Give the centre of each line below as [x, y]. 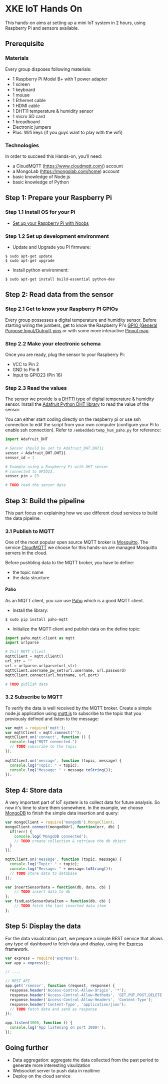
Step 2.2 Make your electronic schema [53, 343]
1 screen [21, 84]
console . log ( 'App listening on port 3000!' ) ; [58, 1028]
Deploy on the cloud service [41, 1076]
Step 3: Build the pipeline [45, 501]
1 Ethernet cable [29, 100]
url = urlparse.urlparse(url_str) [41, 666]
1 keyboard [24, 89]
